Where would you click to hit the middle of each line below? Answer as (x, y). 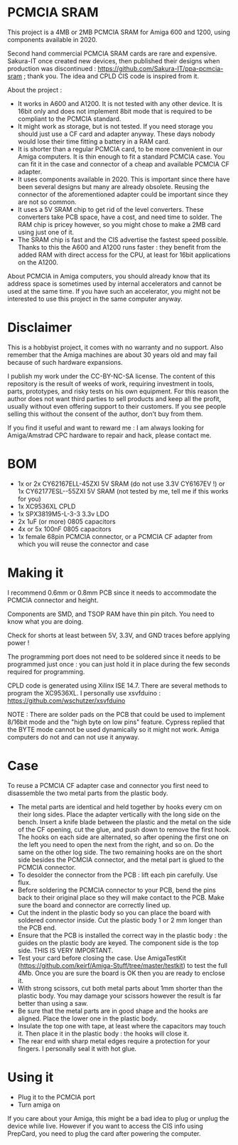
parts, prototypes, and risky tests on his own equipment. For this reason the (118, 391)
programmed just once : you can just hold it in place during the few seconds (119, 664)
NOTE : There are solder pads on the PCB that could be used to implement (116, 714)
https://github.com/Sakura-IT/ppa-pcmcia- (161, 68)
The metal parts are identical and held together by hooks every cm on (120, 806)
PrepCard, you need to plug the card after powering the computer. (104, 1133)
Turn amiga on (39, 1104)
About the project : (35, 90)
